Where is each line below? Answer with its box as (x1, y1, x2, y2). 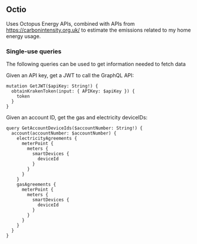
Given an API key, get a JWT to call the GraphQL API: (6, 72, 134, 79)
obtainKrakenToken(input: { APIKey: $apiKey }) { (11, 88, 135, 94)
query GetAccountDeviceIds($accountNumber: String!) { (6, 125, 143, 131)
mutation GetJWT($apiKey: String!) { (6, 83, 98, 90)
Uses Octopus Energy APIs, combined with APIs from (6, 20, 135, 27)
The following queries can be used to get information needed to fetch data (6, 61, 186, 68)
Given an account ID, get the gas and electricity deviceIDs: (6, 114, 148, 121)
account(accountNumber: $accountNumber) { (11, 130, 117, 136)
